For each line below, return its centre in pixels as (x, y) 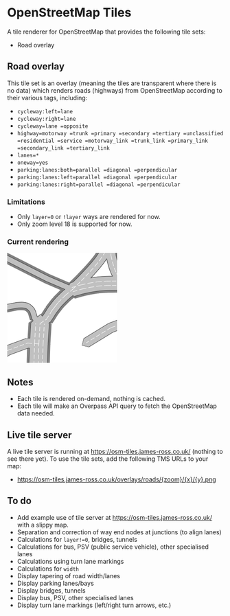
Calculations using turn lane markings (70, 561)
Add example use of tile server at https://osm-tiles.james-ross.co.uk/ (115, 517)
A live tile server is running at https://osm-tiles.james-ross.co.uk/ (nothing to (115, 451)
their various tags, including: (47, 98)
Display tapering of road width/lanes (68, 575)
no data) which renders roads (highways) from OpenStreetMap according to (115, 90)
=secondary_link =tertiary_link (63, 148)
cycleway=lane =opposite (53, 126)
